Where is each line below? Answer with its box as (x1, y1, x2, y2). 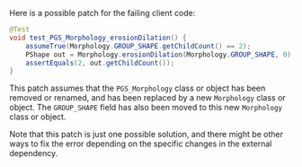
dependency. (9, 148, 58, 159)
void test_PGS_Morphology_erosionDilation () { (9, 33, 187, 42)
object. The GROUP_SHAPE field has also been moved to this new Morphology (9, 102, 283, 113)
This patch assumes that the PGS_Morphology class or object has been (9, 83, 266, 93)
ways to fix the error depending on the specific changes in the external (9, 138, 272, 149)
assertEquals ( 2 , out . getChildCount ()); (25, 58, 175, 67)
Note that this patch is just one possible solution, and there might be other (9, 129, 284, 140)
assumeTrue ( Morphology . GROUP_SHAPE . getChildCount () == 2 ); (25, 41, 252, 50)
